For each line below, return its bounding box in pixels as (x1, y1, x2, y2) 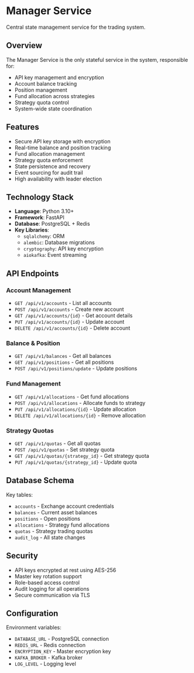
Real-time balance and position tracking (14, 144, 111, 151)
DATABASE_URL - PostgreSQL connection (14, 635, 110, 642)
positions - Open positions (14, 515, 80, 522)
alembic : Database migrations (23, 239, 95, 246)
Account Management (6, 286, 72, 294)
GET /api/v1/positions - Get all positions (14, 359, 114, 366)
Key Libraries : (14, 226, 50, 233)
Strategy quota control (14, 99, 69, 106)
